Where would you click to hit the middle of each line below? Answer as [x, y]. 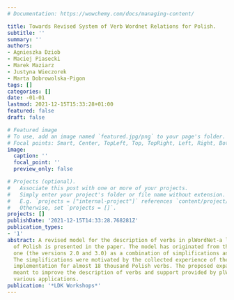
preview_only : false [43, 169]
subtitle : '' [26, 33]
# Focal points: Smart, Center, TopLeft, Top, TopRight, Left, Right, [112, 143]
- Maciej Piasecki [34, 59]
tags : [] [20, 85]
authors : [20, 46]
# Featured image [32, 130]
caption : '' [31, 156]
